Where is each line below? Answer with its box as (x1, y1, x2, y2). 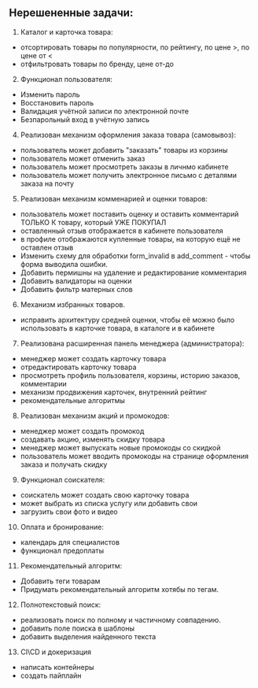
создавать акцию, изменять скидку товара (20, 435, 166, 444)
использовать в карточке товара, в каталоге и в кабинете (20, 323, 216, 333)
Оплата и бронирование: (20, 522, 105, 531)
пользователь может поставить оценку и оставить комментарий (20, 209, 239, 219)
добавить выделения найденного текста (20, 631, 157, 641)
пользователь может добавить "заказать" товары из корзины (20, 145, 228, 154)
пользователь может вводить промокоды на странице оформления (20, 451, 249, 461)
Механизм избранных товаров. (20, 299, 125, 309)
